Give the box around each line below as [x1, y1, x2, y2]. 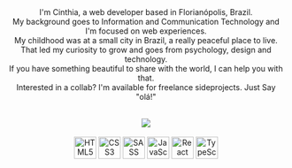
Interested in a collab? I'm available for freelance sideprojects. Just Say [16, 82, 276, 93]
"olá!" [135, 92, 157, 103]
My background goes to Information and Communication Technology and [12, 17, 280, 27]
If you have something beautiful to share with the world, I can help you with [9, 64, 283, 74]
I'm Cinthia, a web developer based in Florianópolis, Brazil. [39, 7, 253, 18]
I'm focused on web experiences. [85, 26, 207, 36]
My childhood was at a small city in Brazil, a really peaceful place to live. [14, 35, 278, 46]
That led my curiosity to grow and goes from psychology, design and [20, 44, 272, 56]
